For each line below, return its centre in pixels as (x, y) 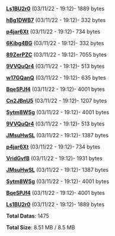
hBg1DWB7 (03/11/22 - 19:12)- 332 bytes (56, 20)
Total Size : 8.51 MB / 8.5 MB (41, 227)
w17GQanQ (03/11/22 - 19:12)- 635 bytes (56, 78)
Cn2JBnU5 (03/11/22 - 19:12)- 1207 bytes (57, 101)
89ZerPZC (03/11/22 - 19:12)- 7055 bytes (56, 55)
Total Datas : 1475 (28, 216)
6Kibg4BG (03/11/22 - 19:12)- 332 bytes (55, 43)
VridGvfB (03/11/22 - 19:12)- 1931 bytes (54, 158)
